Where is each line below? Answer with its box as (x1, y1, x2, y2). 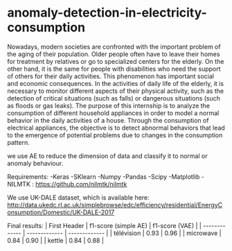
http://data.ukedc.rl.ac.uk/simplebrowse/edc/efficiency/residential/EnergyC (7, 200, 223, 209)
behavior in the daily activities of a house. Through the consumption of (7, 116, 209, 124)
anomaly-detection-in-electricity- (7, 5, 208, 21)
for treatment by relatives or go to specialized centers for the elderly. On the (7, 57, 224, 65)
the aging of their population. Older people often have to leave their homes (7, 50, 220, 58)
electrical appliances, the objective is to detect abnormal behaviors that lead (7, 123, 225, 132)
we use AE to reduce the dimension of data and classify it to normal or (7, 151, 208, 160)
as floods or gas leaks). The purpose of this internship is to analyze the (7, 101, 210, 110)
